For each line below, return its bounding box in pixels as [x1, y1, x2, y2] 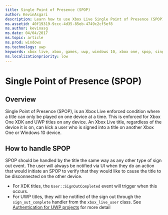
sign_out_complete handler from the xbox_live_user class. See [12, 199, 141, 205]
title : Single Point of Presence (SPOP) [5, 7, 91, 12]
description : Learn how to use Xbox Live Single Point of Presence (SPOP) [5, 16, 164, 21]
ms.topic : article [5, 35, 43, 40]
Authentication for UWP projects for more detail [12, 204, 111, 210]
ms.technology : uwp [5, 44, 46, 49]
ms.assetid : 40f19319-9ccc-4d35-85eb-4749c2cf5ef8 [5, 21, 113, 26]
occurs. [12, 188, 28, 194]
